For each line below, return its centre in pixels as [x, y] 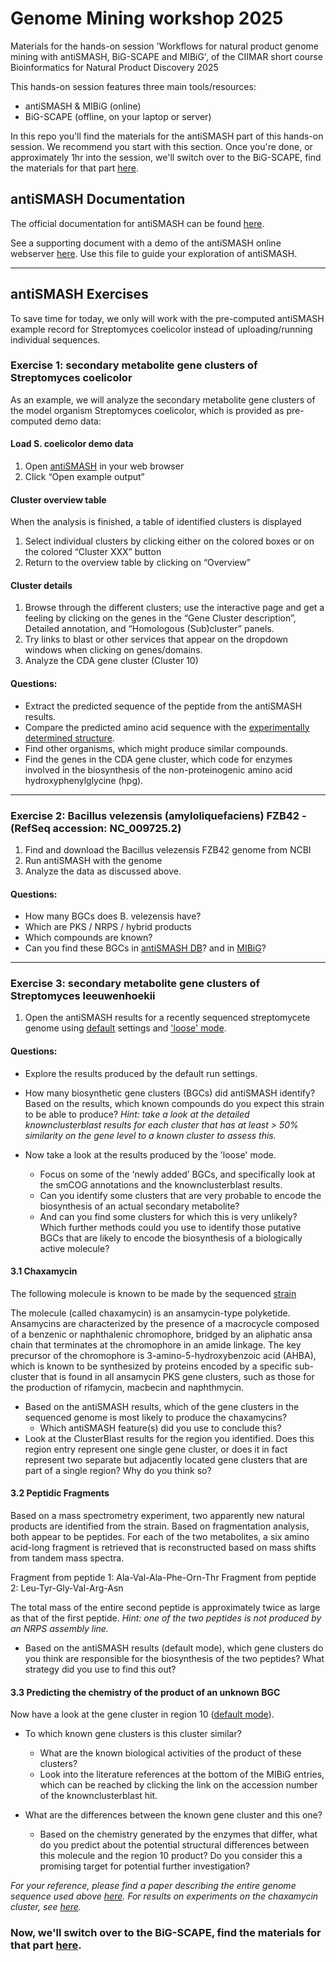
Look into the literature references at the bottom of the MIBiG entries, [182, 1774]
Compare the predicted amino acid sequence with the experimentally [167, 727]
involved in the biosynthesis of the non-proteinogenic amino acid [158, 769]
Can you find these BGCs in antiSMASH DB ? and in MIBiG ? [145, 948]
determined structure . [69, 738]
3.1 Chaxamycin [44, 1271]
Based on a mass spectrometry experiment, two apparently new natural [157, 1516]
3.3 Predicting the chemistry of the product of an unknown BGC [145, 1692]
